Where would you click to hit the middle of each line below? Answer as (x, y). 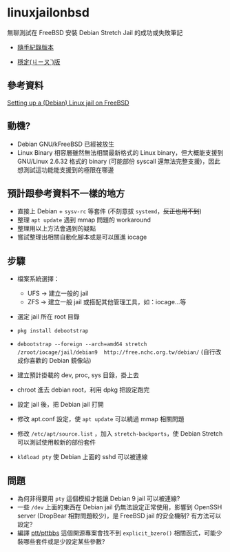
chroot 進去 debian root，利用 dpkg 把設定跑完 (83, 390)
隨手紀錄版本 (35, 47)
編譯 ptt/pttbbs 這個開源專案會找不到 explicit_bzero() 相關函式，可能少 (119, 533)
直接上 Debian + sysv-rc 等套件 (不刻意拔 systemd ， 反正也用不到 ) (109, 211)
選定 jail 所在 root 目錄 (48, 317)
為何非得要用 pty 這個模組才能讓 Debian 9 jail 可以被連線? (98, 498)
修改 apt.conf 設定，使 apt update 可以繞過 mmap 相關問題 (101, 419)
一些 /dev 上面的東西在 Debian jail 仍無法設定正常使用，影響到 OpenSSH (119, 507)
